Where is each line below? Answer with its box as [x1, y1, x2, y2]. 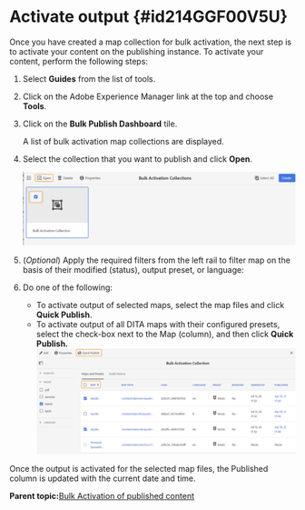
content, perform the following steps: [9, 55, 148, 66]
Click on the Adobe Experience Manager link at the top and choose [22, 91, 274, 102]
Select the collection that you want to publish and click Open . [22, 153, 252, 165]
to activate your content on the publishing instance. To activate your [9, 45, 264, 56]
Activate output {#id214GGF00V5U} [9, 6, 289, 27]
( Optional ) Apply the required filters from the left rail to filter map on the [22, 255, 290, 265]
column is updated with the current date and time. [9, 473, 197, 484]
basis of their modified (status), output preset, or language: [22, 264, 244, 275]
